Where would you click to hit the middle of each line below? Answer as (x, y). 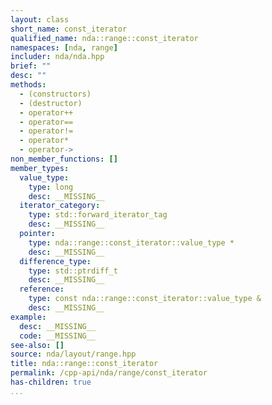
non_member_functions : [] (64, 159)
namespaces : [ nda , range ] (64, 47)
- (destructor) (51, 103)
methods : (28, 85)
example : (28, 317)
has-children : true (51, 382)
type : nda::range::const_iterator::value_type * (131, 242)
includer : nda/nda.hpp (57, 57)
